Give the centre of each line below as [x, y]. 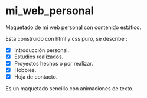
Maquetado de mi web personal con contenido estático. [73, 27]
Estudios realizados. [39, 57]
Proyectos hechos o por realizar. [53, 64]
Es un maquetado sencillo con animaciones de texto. [70, 89]
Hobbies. [25, 70]
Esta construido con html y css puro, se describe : [66, 38]
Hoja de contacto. [36, 77]
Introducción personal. [42, 50]
